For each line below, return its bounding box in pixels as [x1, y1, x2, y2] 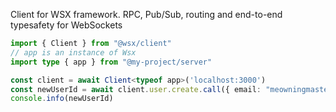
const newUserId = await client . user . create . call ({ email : [10, 84, 262, 94]
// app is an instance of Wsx [10, 47, 137, 58]
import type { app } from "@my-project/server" [10, 57, 213, 67]
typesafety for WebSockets [10, 19, 123, 31]
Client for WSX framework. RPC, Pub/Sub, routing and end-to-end [10, 9, 283, 20]
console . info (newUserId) [10, 94, 114, 104]
